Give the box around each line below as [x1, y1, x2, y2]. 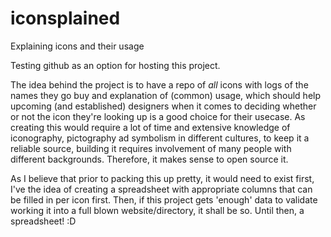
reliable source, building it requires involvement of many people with [10, 142, 292, 154]
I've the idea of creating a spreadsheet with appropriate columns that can [10, 183, 313, 195]
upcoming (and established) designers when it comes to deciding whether [10, 100, 317, 112]
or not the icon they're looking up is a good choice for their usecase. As [10, 110, 306, 122]
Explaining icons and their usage [10, 40, 145, 52]
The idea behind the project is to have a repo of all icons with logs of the [10, 78, 309, 91]
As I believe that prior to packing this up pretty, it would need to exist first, [10, 172, 315, 184]
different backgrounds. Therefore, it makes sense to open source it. [10, 153, 289, 165]
